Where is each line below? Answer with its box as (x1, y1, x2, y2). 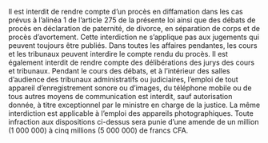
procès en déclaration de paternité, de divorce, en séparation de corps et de (8, 24, 260, 33)
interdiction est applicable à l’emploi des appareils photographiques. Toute (8, 109, 254, 118)
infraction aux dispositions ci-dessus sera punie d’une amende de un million (8, 117, 259, 126)
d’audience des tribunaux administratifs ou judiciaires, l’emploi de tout (8, 75, 238, 84)
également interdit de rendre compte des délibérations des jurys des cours (8, 58, 255, 67)
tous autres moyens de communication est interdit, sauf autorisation (8, 92, 233, 101)
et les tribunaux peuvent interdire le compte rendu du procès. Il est (8, 50, 228, 58)
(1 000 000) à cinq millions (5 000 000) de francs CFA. (8, 125, 189, 135)
